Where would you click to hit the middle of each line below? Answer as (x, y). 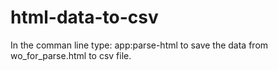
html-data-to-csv (84, 17)
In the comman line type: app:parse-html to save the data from (139, 45)
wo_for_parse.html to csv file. (71, 55)
